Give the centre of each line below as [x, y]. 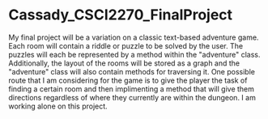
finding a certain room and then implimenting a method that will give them [132, 89]
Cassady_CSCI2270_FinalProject [121, 15]
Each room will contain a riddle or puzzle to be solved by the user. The [126, 45]
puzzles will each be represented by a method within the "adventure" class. [134, 54]
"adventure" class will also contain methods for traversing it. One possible [132, 71]
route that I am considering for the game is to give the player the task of [128, 80]
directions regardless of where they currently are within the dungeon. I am [132, 97]
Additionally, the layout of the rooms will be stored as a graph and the [124, 63]
